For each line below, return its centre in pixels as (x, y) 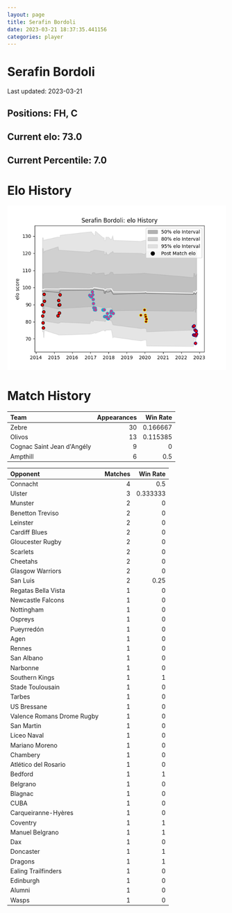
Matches (117, 474)
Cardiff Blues (29, 532)
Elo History (40, 190)
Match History (49, 396)
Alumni (20, 890)
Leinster (22, 523)
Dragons (22, 861)
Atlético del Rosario (38, 765)
